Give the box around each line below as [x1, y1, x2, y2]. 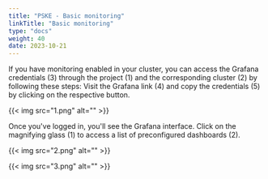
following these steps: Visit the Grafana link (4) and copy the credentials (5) [8, 82, 261, 92]
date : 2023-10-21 [8, 42, 67, 50]
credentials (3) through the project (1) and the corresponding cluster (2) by [8, 73, 257, 83]
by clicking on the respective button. [8, 90, 130, 100]
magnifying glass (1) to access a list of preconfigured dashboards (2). [8, 130, 240, 140]
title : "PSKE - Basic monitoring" [8, 11, 125, 20]
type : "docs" [8, 27, 53, 35]
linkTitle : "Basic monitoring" [8, 19, 114, 28]
